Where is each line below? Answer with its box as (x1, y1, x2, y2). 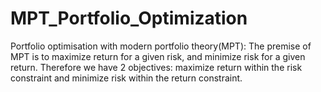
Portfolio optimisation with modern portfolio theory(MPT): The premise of (10, 40, 312, 52)
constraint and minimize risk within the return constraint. (10, 72, 243, 84)
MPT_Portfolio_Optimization (10, 7, 248, 30)
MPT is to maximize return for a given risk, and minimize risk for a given (10, 50, 306, 62)
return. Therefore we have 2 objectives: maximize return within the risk (10, 61, 303, 73)
